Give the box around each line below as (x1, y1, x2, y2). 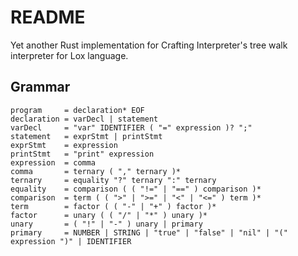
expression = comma (10, 157, 97, 168)
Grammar (10, 79, 71, 96)
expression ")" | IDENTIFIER (10, 236, 132, 246)
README (10, 6, 86, 29)
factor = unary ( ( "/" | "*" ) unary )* (10, 210, 208, 220)
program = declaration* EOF (10, 105, 145, 115)
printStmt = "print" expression (10, 149, 155, 159)
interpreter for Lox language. (10, 49, 129, 61)
